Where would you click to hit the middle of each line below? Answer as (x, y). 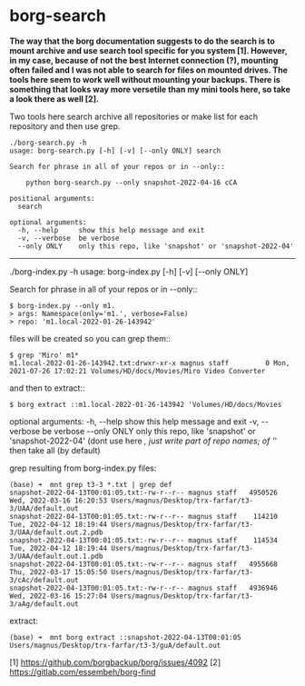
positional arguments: (52, 198)
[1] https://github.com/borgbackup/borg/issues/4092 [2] (115, 662)
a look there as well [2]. (54, 99)
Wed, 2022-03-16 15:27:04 (58, 596)
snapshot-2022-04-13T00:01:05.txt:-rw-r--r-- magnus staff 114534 (144, 540)
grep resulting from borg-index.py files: (83, 468)
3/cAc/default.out (44, 580)
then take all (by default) (55, 450)
